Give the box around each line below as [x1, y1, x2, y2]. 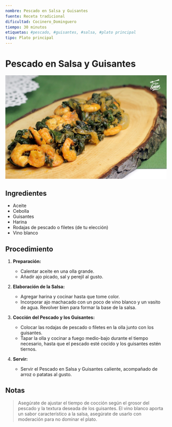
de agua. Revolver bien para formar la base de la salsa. [20, 304, 137, 310]
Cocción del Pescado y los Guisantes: [12, 314, 95, 320]
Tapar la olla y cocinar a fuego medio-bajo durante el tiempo [20, 335, 148, 341]
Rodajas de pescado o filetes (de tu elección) [12, 225, 109, 231]
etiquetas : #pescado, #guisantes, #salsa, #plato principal [5, 30, 137, 35]
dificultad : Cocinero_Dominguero [5, 19, 77, 24]
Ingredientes [5, 189, 47, 197]
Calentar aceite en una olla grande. [20, 268, 95, 274]
